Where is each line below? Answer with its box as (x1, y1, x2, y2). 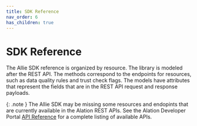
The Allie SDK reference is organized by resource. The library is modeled (6, 64, 183, 71)
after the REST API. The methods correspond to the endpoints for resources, (6, 71, 192, 78)
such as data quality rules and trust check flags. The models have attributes (6, 77, 190, 84)
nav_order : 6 (6, 14, 38, 20)
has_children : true (6, 19, 54, 25)
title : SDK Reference (6, 8, 59, 15)
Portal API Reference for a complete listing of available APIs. (6, 113, 152, 121)
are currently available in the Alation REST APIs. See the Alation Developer (6, 107, 186, 114)
